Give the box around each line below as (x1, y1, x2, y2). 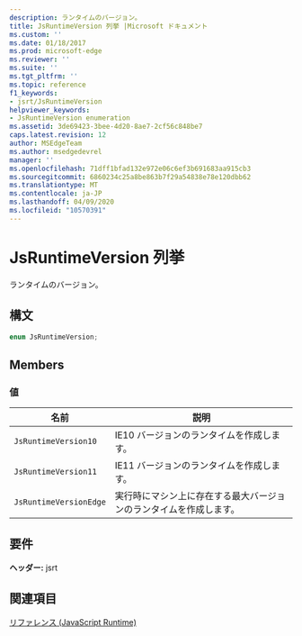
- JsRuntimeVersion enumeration (9, 114, 130, 123)
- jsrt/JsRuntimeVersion (9, 96, 102, 106)
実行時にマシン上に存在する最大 (114, 490, 250, 503)
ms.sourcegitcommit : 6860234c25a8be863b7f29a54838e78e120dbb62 (9, 172, 252, 181)
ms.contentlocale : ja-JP (9, 189, 102, 198)
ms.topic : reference (9, 80, 87, 89)
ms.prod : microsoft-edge (9, 47, 102, 56)
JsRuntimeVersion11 (13, 467, 97, 477)
